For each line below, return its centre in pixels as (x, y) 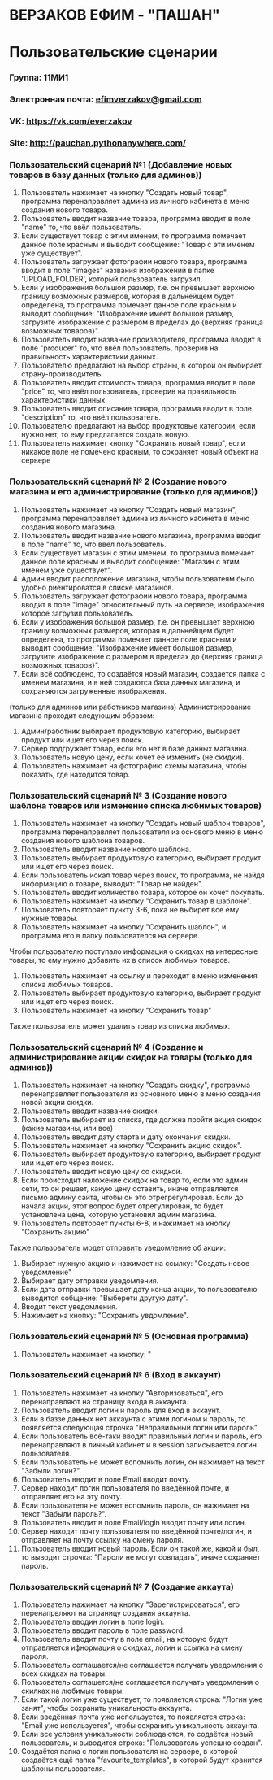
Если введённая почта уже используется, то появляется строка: (133, 1717)
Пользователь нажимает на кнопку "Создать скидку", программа (136, 1085)
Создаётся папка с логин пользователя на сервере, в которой (129, 1752)
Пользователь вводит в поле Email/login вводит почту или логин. (134, 1522)
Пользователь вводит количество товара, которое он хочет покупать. (143, 892)
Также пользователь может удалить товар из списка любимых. (120, 1025)
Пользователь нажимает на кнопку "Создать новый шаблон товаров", (143, 823)
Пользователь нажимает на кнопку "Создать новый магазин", (129, 509)
